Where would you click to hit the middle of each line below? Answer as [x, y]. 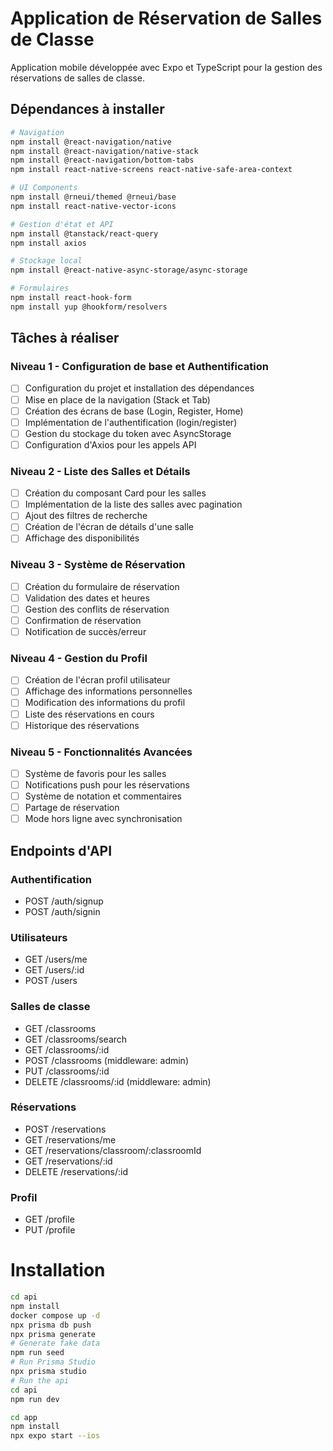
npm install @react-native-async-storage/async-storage [129, 270]
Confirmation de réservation [83, 620]
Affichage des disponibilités [82, 538]
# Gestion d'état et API [62, 224]
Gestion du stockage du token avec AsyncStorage [128, 433]
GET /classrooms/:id [67, 1049]
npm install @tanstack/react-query [84, 233]
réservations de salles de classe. [77, 78]
